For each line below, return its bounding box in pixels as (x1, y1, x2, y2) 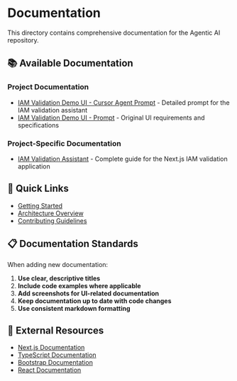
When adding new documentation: (7, 260, 109, 268)
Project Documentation (7, 82, 89, 92)
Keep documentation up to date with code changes (17, 296, 172, 305)
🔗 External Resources (7, 324, 104, 336)
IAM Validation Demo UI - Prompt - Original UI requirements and (17, 113, 205, 122)
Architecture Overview (17, 209, 84, 217)
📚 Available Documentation (7, 57, 133, 69)
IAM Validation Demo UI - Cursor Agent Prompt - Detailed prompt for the (17, 98, 230, 107)
